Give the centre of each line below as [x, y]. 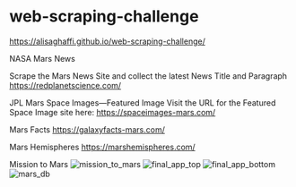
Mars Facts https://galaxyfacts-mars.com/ [87, 129]
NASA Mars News [43, 58]
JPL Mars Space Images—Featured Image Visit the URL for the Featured [143, 102]
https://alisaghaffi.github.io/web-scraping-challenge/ [108, 41]
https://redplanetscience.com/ [65, 85]
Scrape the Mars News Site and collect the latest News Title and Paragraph [148, 76]
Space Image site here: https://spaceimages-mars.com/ [113, 112]
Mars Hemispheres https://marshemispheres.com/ [102, 147]
